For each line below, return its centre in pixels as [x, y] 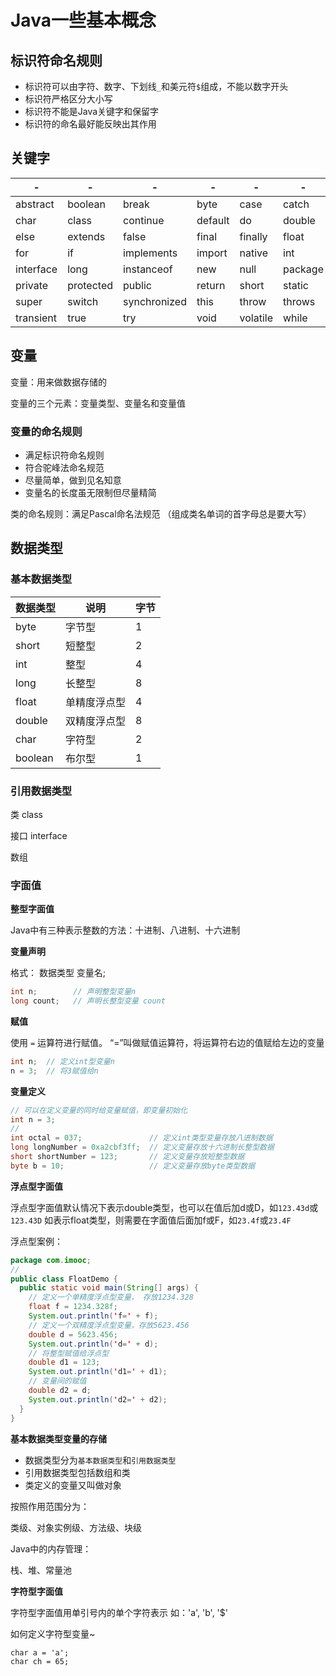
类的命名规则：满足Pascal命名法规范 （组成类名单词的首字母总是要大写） [161, 513]
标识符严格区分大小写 [68, 99]
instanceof [148, 269]
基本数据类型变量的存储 [58, 1438]
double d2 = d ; [60, 1391]
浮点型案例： [36, 1241]
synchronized [155, 301]
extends [86, 236]
